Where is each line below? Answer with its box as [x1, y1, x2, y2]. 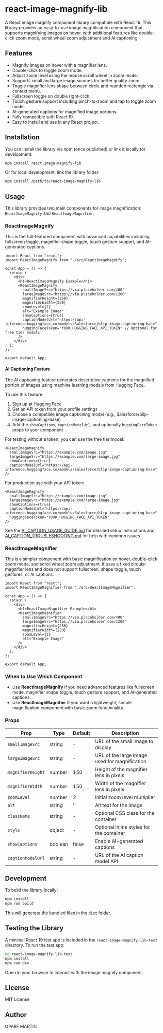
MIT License [5, 996, 30, 1002]
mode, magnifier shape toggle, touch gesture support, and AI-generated [12, 689, 157, 695]
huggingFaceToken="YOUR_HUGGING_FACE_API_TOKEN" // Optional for [22, 326, 158, 331]
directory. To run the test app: [5, 942, 65, 948]
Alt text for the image [95, 802, 143, 808]
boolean [49, 841, 68, 847]
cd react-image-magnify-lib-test [5, 951, 73, 957]
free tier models [5, 330, 40, 335]
